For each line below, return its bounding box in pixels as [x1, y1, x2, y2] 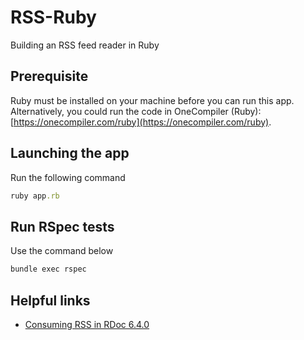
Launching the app [10, 145, 130, 162]
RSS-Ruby [10, 6, 97, 29]
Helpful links [10, 292, 91, 309]
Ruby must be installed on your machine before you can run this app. [10, 94, 295, 106]
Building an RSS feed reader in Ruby [10, 39, 160, 51]
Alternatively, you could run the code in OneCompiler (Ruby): [10, 105, 262, 117]
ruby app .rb [10, 191, 60, 201]
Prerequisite [10, 68, 89, 85]
